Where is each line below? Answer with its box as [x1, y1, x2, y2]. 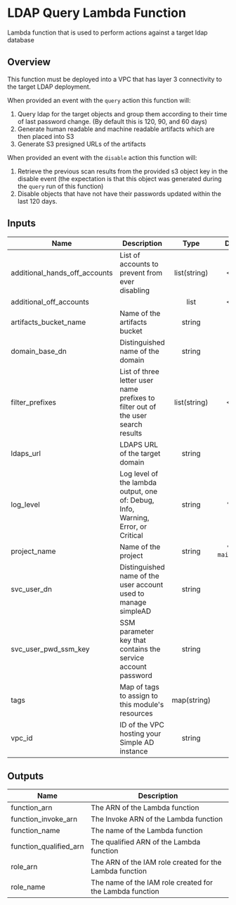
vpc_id [11, 733, 33, 743]
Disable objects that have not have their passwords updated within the [17, 189, 221, 198]
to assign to [119, 691, 158, 701]
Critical [119, 530, 143, 540]
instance [119, 746, 148, 756]
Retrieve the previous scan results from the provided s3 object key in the [17, 167, 228, 176]
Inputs [7, 217, 37, 230]
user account [119, 579, 164, 589]
